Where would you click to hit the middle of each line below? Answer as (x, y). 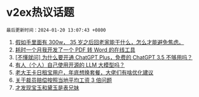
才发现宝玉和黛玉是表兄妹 (47, 87)
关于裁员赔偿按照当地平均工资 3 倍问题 (63, 80)
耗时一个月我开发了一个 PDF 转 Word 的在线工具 (75, 50)
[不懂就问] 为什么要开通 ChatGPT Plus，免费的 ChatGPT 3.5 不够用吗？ (104, 57)
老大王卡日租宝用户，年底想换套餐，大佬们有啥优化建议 (84, 72)
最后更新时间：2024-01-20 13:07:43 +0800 (56, 30)
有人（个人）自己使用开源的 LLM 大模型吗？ (70, 65)
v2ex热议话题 (40, 12)
